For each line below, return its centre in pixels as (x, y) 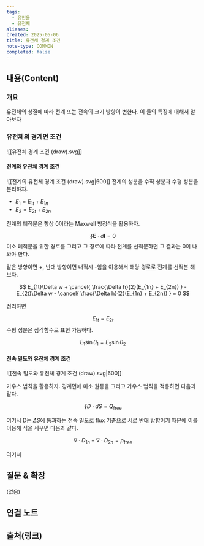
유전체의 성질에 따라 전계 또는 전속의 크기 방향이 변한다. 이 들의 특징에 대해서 (98, 112)
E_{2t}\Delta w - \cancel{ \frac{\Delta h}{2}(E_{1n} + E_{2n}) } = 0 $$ (103, 293)
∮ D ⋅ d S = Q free (103, 407)
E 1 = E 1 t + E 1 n (32, 202)
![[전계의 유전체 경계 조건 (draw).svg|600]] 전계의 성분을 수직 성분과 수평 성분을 (102, 181)
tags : (13, 12)
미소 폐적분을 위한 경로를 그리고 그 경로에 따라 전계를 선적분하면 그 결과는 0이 (99, 246)
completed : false (28, 52)
